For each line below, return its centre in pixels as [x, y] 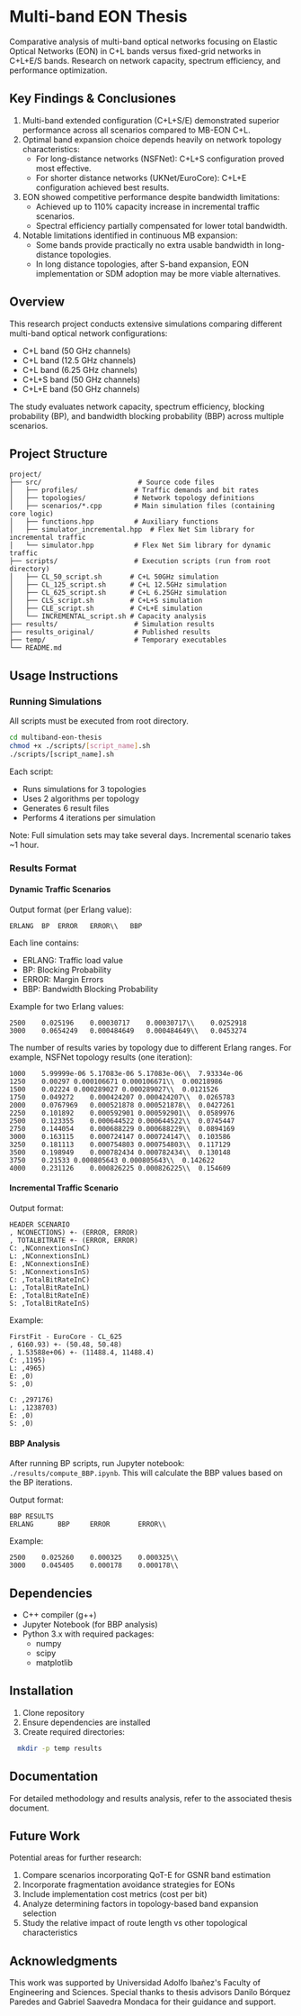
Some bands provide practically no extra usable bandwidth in [149, 244]
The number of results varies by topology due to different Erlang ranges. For [150, 1047]
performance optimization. [58, 70]
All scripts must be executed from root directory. [99, 721]
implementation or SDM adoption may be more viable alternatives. [158, 273]
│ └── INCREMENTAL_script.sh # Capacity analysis [108, 616]
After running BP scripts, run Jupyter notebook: [97, 1464]
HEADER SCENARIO [40, 1225]
